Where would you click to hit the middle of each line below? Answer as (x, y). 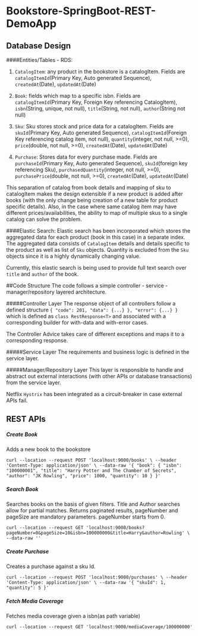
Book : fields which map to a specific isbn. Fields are (78, 96)
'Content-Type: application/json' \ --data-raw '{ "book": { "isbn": (94, 466)
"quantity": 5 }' (28, 588)
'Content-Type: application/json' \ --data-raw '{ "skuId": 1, (86, 583)
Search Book (22, 489)
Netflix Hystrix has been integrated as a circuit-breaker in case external (94, 394)
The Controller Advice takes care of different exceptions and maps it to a (95, 334)
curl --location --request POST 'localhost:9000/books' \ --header (92, 461)
